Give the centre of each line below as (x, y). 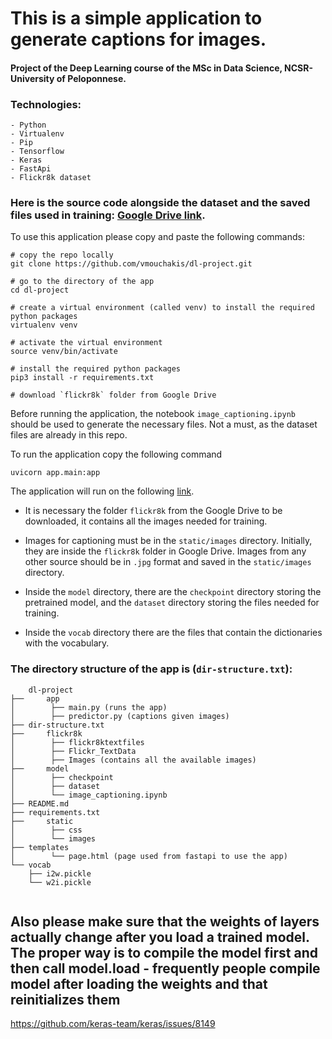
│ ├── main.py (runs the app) (89, 707)
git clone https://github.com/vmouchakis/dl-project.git (131, 264)
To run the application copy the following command (116, 454)
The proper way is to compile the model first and (164, 953)
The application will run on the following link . (102, 491)
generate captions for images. (138, 39)
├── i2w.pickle (60, 873)
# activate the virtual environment (86, 343)
